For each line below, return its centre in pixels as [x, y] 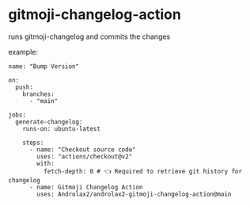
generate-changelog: [49, 122]
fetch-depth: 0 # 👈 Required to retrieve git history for [143, 171]
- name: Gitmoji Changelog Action [86, 187]
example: [23, 51]
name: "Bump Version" [44, 66]
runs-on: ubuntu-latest [62, 128]
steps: [33, 143]
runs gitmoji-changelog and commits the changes [89, 36]
